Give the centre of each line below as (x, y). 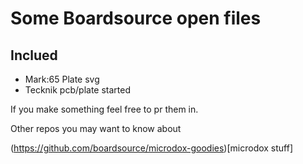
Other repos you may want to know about (96, 128)
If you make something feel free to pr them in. (104, 109)
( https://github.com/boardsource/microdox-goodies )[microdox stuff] (152, 148)
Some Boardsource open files (136, 18)
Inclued (34, 55)
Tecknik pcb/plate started (77, 90)
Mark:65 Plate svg (62, 79)
